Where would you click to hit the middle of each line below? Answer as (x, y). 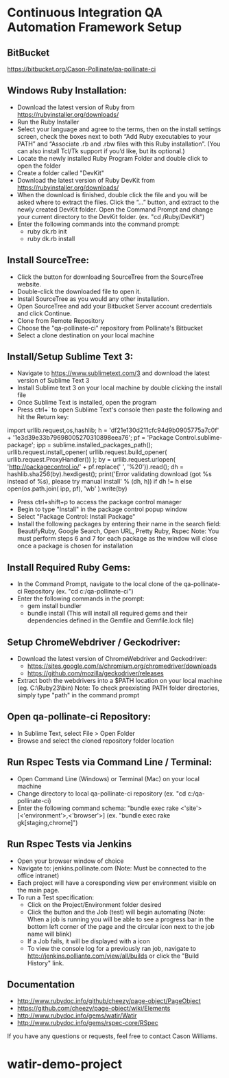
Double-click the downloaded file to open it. (79, 291)
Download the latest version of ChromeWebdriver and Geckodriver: (112, 659)
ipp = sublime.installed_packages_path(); (95, 445)
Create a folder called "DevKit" (61, 172)
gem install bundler (55, 606)
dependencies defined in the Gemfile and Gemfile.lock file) (110, 620)
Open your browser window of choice (70, 861)
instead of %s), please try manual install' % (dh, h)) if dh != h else (100, 482)
